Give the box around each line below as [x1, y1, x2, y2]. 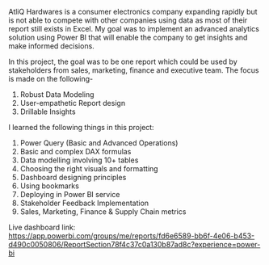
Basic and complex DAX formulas [19, 147, 132, 156]
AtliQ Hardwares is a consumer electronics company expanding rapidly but [8, 7, 258, 16]
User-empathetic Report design [19, 99, 126, 107]
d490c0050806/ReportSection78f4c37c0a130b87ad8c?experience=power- [8, 240, 261, 249]
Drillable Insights [19, 107, 76, 116]
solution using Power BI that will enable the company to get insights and [8, 32, 248, 42]
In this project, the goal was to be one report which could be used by [8, 57, 238, 66]
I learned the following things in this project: [8, 123, 155, 132]
